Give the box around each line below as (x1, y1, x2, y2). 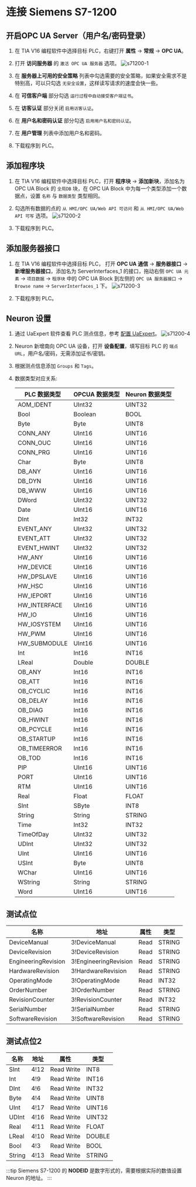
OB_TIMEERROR (17, 745, 63, 753)
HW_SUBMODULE (17, 639, 68, 648)
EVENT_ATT (17, 534, 51, 542)
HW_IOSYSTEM (17, 621, 61, 629)
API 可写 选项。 (14, 212, 51, 219)
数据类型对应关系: (14, 375, 57, 382)
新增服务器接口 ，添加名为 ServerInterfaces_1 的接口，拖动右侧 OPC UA (14, 267, 182, 274)
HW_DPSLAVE (17, 572, 57, 581)
